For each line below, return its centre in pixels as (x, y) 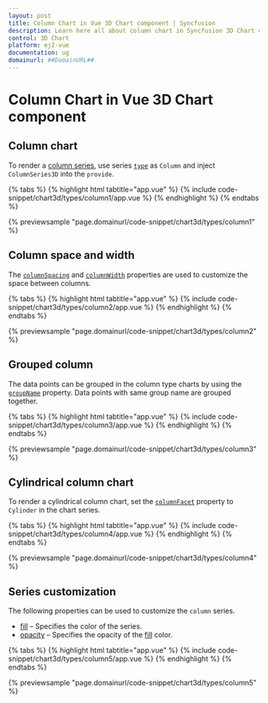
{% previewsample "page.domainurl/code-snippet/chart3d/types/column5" (132, 683)
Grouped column (51, 365)
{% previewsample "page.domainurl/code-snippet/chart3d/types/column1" (132, 221)
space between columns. (50, 283)
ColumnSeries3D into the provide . (61, 173)
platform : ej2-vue (39, 46)
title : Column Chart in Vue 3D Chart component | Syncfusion (112, 23)
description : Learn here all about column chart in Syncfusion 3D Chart (132, 30)
